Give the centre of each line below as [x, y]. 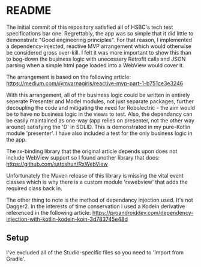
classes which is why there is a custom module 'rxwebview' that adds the [97, 182]
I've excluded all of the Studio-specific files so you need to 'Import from [95, 252]
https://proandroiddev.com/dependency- [143, 212]
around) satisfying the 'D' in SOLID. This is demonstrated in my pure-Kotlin [98, 127]
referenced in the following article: [49, 212]
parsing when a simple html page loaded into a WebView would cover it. [95, 65]
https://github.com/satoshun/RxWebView [57, 164]
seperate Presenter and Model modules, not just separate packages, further [100, 101]
